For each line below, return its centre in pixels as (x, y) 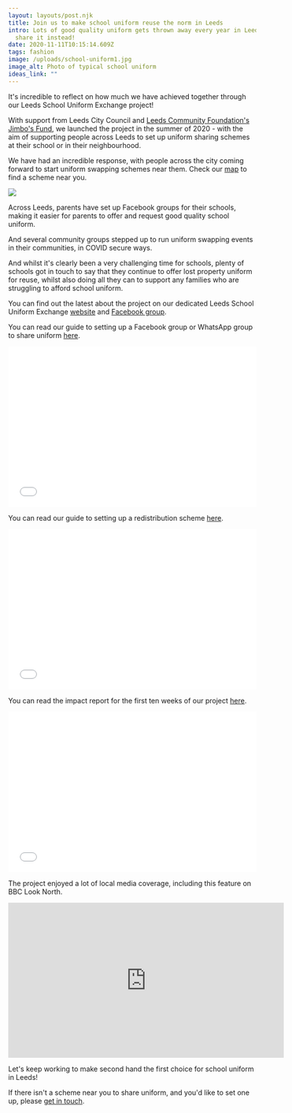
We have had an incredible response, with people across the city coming (126, 160)
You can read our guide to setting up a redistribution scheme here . (116, 518)
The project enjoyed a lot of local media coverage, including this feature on (130, 883)
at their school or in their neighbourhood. (75, 145)
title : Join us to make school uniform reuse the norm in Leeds (116, 23)
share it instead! (46, 37)
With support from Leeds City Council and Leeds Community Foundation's (129, 120)
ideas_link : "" (33, 74)
